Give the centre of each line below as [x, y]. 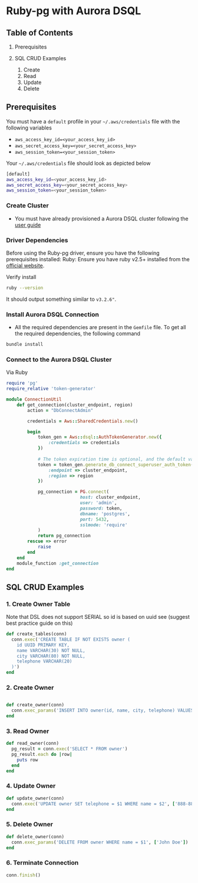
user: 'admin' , [98, 503]
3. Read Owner [28, 731]
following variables [29, 128]
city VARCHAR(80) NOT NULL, [51, 656]
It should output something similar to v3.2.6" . [61, 299]
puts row [27, 760]
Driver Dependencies [37, 240]
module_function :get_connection [58, 563]
